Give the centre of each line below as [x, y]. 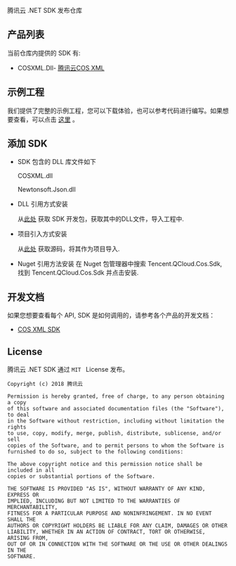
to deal [19, 415]
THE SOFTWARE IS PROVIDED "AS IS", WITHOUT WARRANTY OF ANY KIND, [106, 489]
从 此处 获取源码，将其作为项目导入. [68, 249]
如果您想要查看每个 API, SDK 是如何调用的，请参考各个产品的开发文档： [111, 315]
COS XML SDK [39, 329]
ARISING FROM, [28, 538]
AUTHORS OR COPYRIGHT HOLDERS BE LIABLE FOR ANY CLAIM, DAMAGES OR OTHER [118, 526]
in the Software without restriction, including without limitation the [116, 421]
